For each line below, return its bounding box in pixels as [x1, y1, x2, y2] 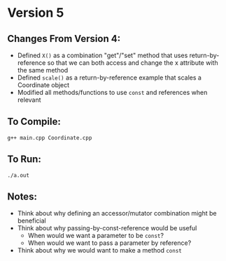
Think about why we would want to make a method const [17, 246, 182, 255]
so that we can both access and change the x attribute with [47, 59, 218, 67]
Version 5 [7, 5, 64, 21]
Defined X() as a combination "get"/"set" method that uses [17, 51, 188, 59]
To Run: [7, 154, 42, 165]
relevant [17, 96, 41, 104]
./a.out [7, 172, 30, 179]
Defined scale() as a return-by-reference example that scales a [17, 73, 202, 82]
